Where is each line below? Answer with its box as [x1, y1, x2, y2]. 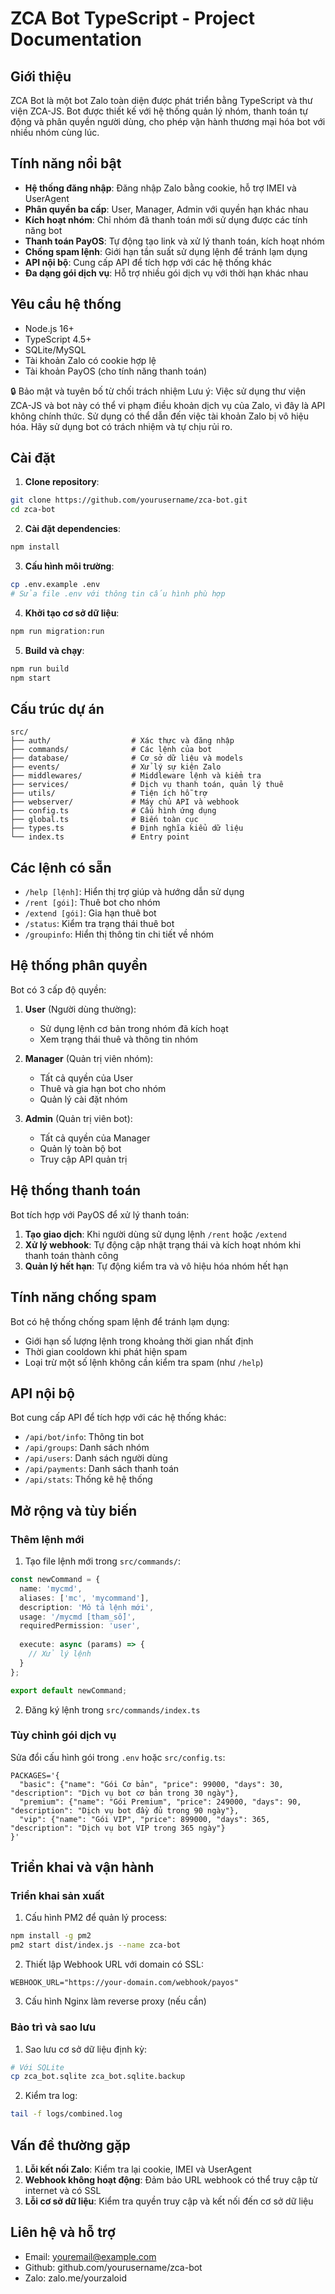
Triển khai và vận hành [10, 1859, 155, 1876]
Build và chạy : [24, 644, 85, 656]
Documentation [10, 28, 143, 51]
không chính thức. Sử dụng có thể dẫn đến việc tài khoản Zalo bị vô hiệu [10, 410, 310, 422]
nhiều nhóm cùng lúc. [10, 127, 100, 138]
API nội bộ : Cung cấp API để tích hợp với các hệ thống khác [24, 256, 272, 268]
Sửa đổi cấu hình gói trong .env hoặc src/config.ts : [10, 1751, 226, 1763]
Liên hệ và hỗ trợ [10, 2224, 116, 2241]
